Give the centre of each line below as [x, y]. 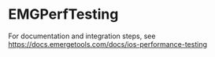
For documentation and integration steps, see [82, 36]
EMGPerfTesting [63, 14]
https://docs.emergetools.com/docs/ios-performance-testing [107, 44]
